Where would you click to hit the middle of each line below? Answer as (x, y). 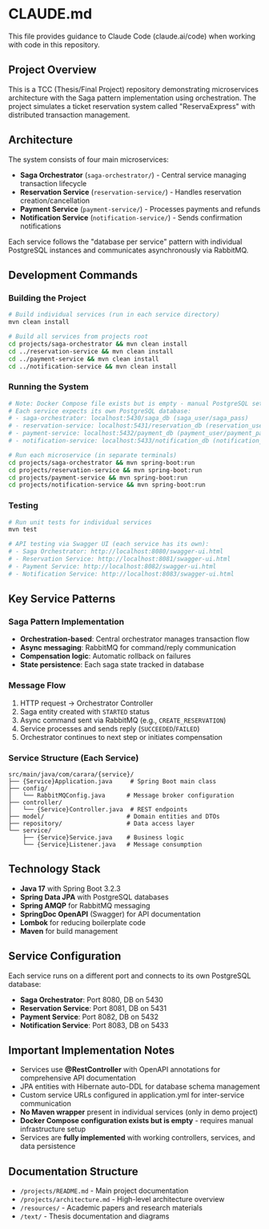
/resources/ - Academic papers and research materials (111, 1208)
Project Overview (52, 70)
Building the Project (47, 297)
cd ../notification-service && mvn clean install (93, 366)
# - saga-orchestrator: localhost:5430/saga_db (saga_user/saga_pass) (128, 418)
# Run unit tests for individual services (80, 522)
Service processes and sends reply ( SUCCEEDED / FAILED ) (110, 728)
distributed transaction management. (69, 115)
